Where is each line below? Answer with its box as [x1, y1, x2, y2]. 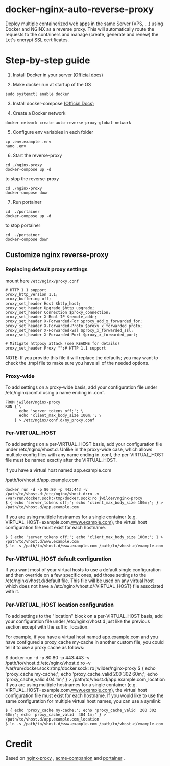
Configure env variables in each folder [12, 129, 93, 135]
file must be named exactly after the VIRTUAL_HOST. [5, 457, 117, 463]
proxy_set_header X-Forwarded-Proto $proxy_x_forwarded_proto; [5, 323, 143, 328]
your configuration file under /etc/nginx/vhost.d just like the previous [5, 618, 150, 624]
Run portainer [12, 199, 42, 205]
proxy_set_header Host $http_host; [5, 300, 81, 306]
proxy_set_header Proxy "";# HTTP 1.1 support [5, 345, 106, 351]
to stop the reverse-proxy [5, 175, 59, 182]
